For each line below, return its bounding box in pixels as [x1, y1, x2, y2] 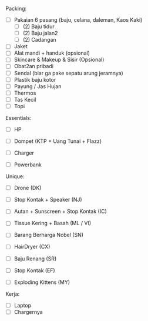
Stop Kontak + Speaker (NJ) [14, 196, 83, 203]
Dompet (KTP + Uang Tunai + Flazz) [14, 138, 102, 145]
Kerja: [5, 290, 20, 297]
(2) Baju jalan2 [22, 29, 58, 37]
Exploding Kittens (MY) [14, 279, 70, 286]
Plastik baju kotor [14, 76, 56, 83]
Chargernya [14, 308, 43, 315]
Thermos [14, 89, 36, 96]
